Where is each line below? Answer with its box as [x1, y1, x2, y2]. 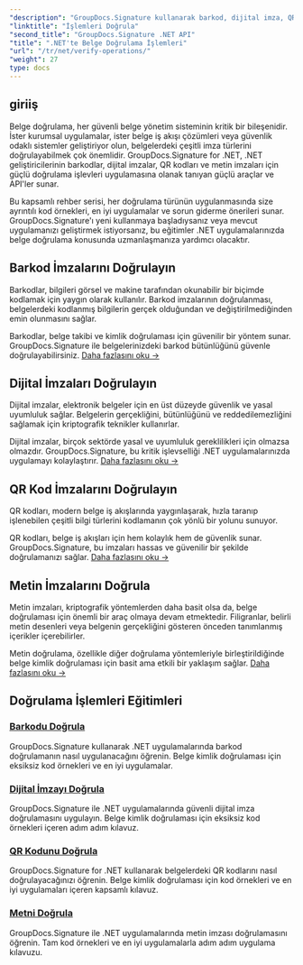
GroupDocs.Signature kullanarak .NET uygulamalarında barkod [9, 740, 243, 751]
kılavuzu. [9, 946, 43, 957]
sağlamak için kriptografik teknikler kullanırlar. [9, 418, 180, 429]
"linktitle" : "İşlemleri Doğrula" [9, 22, 140, 31]
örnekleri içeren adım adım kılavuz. [9, 822, 140, 832]
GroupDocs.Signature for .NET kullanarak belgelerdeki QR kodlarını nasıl [9, 865, 278, 876]
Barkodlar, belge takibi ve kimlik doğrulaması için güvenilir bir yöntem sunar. [9, 330, 291, 341]
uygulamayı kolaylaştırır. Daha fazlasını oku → [9, 455, 179, 466]
